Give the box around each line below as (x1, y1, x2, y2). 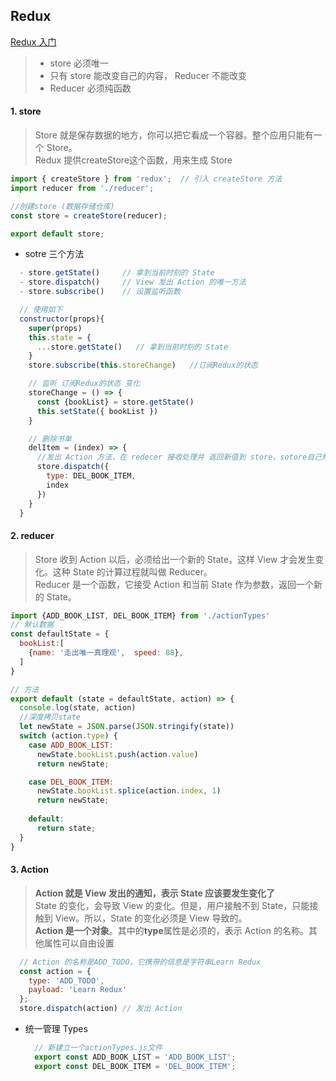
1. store (10, 105, 42, 118)
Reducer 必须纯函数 (49, 82, 132, 94)
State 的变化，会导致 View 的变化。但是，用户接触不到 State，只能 (34, 899, 310, 911)
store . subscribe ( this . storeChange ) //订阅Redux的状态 (28, 360, 258, 371)
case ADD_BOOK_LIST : (28, 740, 114, 750)
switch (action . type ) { (19, 731, 118, 741)
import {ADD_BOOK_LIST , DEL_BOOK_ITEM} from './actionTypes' (10, 610, 271, 621)
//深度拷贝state (19, 712, 82, 723)
